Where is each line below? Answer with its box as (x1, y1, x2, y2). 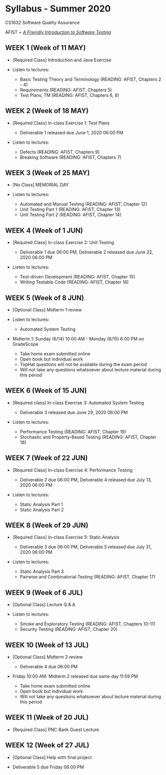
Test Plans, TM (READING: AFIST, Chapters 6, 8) (19, 92, 120, 98)
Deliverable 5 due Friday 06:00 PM (12, 764, 84, 770)
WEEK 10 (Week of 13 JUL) (5, 641, 89, 649)
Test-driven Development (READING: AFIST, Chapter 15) (19, 274, 136, 280)
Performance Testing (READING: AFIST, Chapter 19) (19, 429, 126, 435)
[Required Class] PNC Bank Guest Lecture (12, 727, 99, 733)
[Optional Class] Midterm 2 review (12, 654, 83, 660)
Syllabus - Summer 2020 (5, 3, 111, 14)
